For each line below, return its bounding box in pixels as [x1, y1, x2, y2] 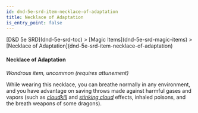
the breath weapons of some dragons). [6, 99, 102, 107]
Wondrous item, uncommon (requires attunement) [6, 69, 129, 76]
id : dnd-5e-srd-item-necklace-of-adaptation [6, 8, 118, 15]
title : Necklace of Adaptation [6, 14, 84, 20]
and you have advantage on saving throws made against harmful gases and [6, 87, 192, 94]
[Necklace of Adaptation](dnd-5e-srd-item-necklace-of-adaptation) [6, 42, 173, 49]
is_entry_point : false [6, 20, 62, 26]
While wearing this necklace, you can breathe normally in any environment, [6, 81, 190, 88]
